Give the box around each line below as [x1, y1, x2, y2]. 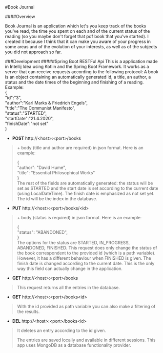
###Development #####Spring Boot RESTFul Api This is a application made [5, 59, 158, 64]
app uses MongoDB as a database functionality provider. [17, 342, 132, 348]
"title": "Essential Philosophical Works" [17, 170, 95, 175]
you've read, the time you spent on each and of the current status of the [5, 28, 150, 34]
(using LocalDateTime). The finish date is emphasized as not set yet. [17, 190, 155, 196]
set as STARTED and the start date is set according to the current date [17, 186, 159, 191]
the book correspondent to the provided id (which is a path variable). [17, 250, 156, 256]
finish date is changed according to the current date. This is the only [17, 261, 155, 266]
